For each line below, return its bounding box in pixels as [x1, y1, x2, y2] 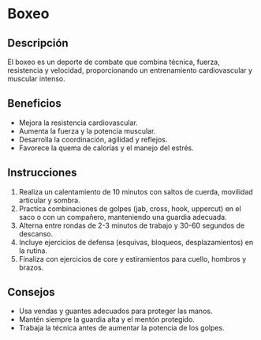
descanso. [18, 229, 54, 238]
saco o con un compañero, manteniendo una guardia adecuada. [18, 212, 227, 221]
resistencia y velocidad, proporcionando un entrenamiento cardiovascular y [7, 66, 253, 75]
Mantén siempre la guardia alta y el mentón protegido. [18, 315, 195, 324]
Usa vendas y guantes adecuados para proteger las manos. [18, 306, 213, 316]
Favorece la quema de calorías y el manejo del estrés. [18, 143, 194, 153]
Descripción [7, 36, 69, 50]
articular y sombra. [18, 195, 80, 205]
